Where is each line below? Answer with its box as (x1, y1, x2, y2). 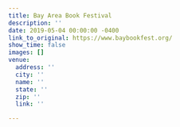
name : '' (15, 78, 45, 86)
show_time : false (8, 41, 66, 49)
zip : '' (15, 93, 41, 101)
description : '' (8, 19, 62, 27)
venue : (8, 56, 30, 64)
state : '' (15, 85, 48, 94)
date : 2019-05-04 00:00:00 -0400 (8, 26, 119, 34)
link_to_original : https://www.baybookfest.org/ (8, 33, 173, 42)
